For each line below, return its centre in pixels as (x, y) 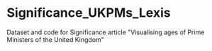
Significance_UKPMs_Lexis (89, 13)
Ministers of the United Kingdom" (55, 39)
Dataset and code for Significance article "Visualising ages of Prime (106, 32)
